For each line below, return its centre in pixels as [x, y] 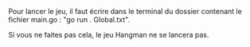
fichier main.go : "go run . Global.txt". [69, 20]
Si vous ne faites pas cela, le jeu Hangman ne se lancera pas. [109, 35]
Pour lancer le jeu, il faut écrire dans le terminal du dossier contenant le [125, 11]
